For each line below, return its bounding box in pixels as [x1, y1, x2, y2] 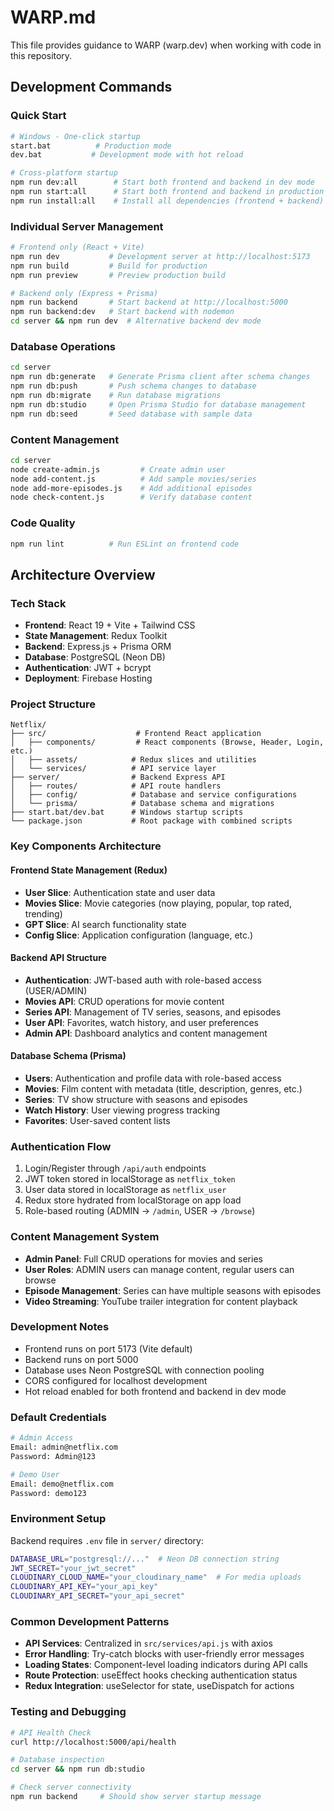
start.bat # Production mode [10, 141, 172, 151]
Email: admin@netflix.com [10, 1442, 118, 1453]
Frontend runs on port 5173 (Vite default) [24, 1342, 193, 1355]
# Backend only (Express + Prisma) [10, 288, 159, 298]
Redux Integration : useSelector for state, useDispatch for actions [24, 1680, 295, 1692]
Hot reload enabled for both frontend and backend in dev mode [24, 1385, 287, 1397]
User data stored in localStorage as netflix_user [24, 1184, 227, 1196]
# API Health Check [10, 1727, 92, 1738]
